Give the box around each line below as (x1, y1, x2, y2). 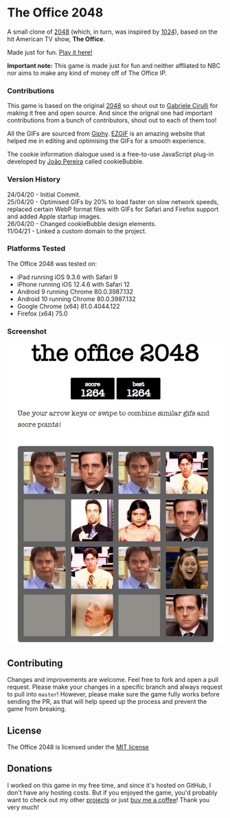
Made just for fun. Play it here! (7, 48, 93, 56)
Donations (7, 763, 53, 775)
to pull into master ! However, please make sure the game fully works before (7, 690, 220, 698)
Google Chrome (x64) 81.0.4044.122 (16, 302, 120, 310)
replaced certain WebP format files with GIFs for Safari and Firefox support (7, 205, 219, 213)
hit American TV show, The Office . (7, 34, 105, 43)
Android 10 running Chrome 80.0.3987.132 (16, 294, 136, 303)
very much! (7, 803, 39, 811)
